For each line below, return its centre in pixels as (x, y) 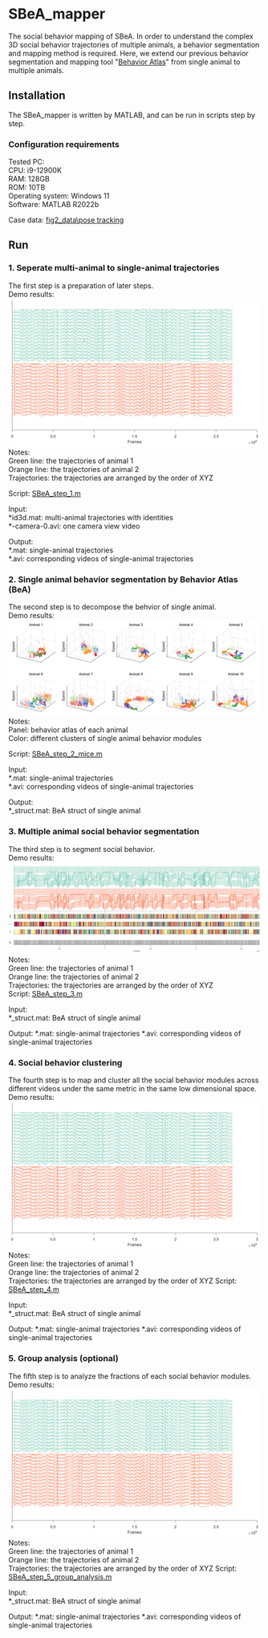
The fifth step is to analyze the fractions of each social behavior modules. (130, 1376)
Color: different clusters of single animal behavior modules (105, 739)
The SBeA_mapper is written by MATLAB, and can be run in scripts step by (132, 115)
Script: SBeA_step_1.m (45, 494)
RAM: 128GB (29, 179)
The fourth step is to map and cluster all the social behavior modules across (134, 1080)
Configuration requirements (64, 144)
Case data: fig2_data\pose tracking (66, 220)
